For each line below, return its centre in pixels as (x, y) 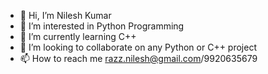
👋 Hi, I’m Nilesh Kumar (65, 15)
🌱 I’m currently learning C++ (78, 36)
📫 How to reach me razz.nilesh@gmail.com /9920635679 (138, 58)
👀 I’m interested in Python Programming (102, 26)
